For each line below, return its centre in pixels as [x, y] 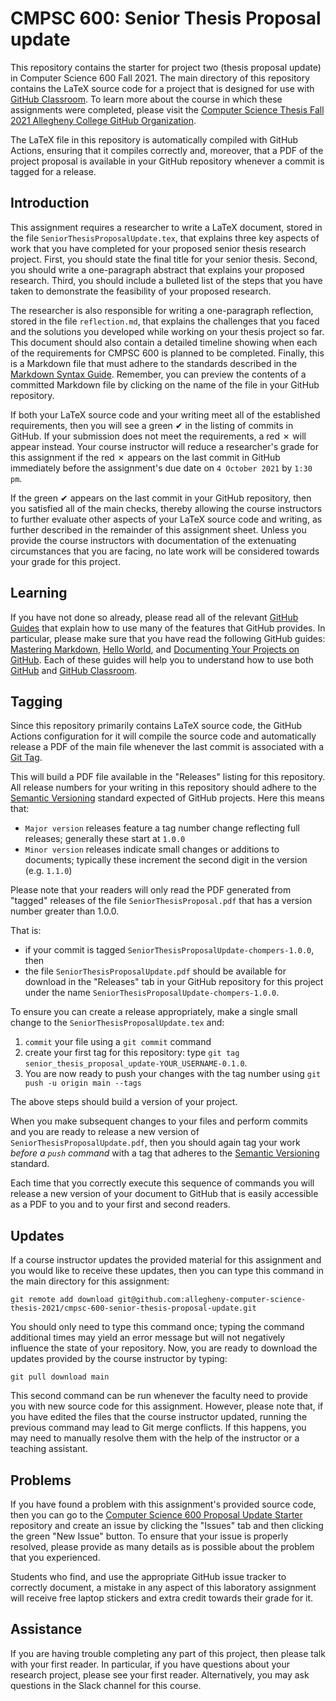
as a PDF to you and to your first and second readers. [120, 1204]
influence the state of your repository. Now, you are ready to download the [164, 1348]
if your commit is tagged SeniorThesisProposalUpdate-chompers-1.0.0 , [169, 950]
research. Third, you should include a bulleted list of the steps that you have [166, 280]
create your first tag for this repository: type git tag [132, 1053]
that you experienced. [55, 1557]
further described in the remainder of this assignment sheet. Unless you [158, 529]
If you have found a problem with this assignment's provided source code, [163, 1504]
